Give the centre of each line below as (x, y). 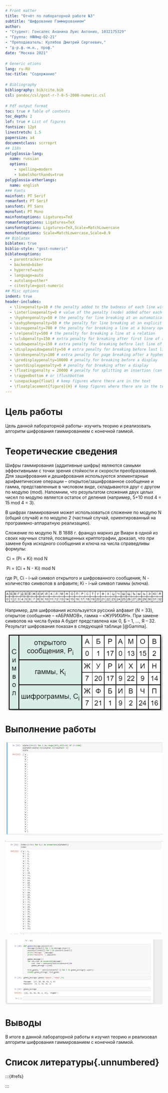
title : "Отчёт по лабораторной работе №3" (50, 16)
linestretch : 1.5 (23, 132)
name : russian (24, 159)
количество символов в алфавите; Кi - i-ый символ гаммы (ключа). (77, 583)
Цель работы (34, 412)
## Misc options (22, 291)
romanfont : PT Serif (27, 201)
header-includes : (23, 302)
